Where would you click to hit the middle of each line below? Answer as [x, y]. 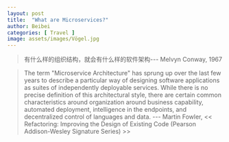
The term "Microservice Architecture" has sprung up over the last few [122, 73]
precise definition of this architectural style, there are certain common [122, 95]
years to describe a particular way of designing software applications [122, 80]
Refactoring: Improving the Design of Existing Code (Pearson [110, 124]
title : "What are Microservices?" [58, 20]
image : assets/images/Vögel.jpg [53, 39]
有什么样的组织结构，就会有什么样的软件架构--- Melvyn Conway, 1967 [123, 60]
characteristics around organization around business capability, [113, 102]
